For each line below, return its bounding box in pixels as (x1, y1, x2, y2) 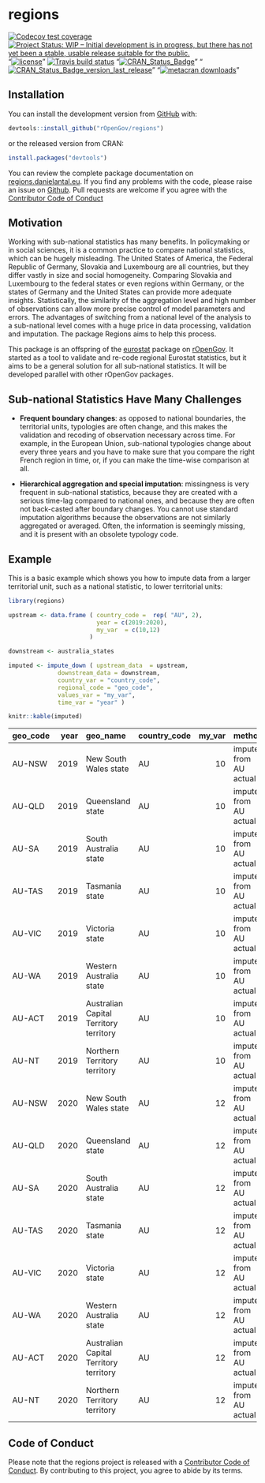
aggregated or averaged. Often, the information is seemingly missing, (19, 521, 246, 530)
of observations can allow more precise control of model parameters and (8, 304, 246, 313)
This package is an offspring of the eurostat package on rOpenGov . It (8, 345, 234, 354)
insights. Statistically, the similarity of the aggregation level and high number (8, 296, 256, 305)
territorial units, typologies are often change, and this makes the (19, 422, 228, 432)
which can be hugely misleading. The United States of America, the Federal (8, 254, 254, 264)
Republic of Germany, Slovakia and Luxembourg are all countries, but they (8, 262, 249, 272)
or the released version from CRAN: (8, 138, 125, 148)
